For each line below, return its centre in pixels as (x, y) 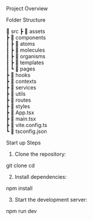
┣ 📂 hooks (18, 75)
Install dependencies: (41, 177)
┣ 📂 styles (18, 106)
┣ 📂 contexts (21, 81)
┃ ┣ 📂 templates (25, 62)
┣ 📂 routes (19, 100)
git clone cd (21, 165)
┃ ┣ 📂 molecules (26, 50)
